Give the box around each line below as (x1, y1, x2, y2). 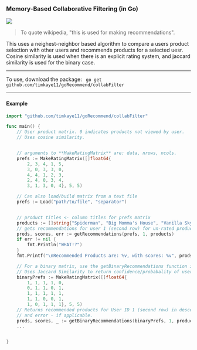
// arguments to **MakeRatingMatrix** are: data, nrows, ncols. (16, 150, 177, 156)
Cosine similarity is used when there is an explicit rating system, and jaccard (6, 53, 191, 60)
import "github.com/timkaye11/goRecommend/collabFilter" (6, 113, 148, 119)
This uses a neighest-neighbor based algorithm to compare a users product (6, 40, 189, 47)
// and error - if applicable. (16, 312, 93, 318)
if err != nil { (16, 236, 57, 242)
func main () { (6, 124, 41, 130)
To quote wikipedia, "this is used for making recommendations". (20, 29, 175, 36)
